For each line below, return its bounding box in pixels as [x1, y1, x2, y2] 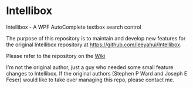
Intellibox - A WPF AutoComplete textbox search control [6, 23, 142, 30]
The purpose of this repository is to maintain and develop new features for [6, 35, 186, 42]
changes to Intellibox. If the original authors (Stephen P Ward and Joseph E [6, 70, 188, 77]
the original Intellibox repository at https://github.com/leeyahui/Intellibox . [6, 41, 182, 48]
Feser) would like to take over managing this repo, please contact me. [6, 76, 175, 83]
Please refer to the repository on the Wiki [6, 52, 106, 59]
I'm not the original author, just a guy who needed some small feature [6, 63, 174, 71]
